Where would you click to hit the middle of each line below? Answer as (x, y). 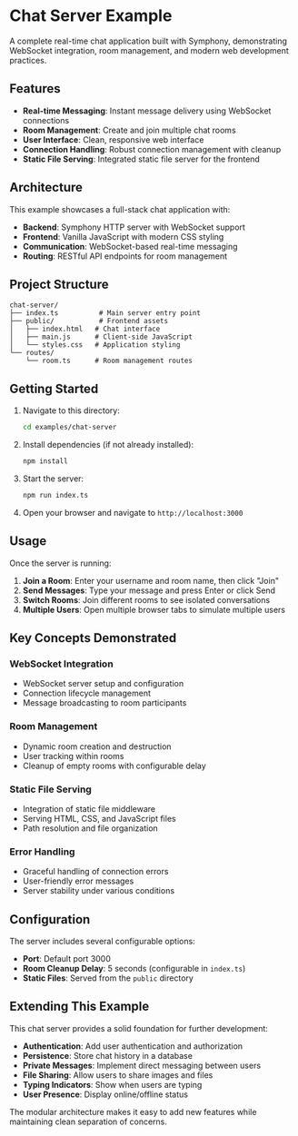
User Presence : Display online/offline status (105, 1094)
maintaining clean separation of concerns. (89, 1121)
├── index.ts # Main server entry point (105, 313)
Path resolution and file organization (90, 828)
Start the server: (53, 479)
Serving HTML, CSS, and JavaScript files (99, 818)
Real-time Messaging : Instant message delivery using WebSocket (147, 111)
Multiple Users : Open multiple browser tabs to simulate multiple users (154, 609)
